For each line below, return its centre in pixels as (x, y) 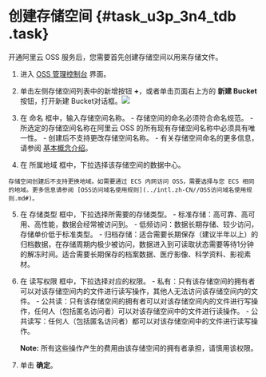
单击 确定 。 (38, 365)
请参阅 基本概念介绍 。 (56, 148)
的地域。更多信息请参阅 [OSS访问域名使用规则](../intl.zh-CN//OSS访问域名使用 (127, 190)
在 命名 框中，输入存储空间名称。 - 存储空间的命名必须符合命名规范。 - (137, 117)
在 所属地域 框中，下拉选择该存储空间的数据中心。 (102, 165)
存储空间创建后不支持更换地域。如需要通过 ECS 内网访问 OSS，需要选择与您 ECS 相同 (131, 181)
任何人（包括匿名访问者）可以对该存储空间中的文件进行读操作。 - (142, 311)
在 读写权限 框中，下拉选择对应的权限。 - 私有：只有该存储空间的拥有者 (137, 281)
